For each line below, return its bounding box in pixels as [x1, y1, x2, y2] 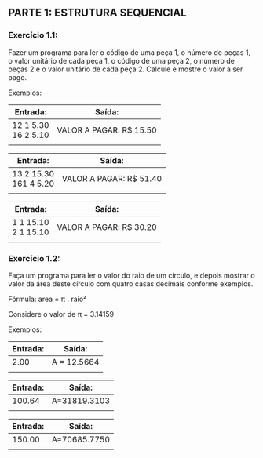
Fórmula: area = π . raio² [8, 294, 87, 304]
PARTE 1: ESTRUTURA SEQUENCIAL [8, 6, 187, 20]
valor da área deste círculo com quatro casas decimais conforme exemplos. [8, 278, 254, 289]
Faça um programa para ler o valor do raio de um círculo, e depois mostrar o [8, 271, 255, 280]
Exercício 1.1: [8, 30, 58, 41]
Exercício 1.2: [8, 253, 60, 264]
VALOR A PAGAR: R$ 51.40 [61, 173, 163, 184]
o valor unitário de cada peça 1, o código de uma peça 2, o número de [8, 56, 236, 65]
